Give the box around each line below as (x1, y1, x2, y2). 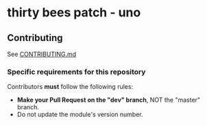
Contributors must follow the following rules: (7, 83, 134, 91)
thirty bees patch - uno (7, 5, 141, 20)
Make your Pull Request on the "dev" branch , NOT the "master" (16, 96, 201, 104)
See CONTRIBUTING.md (7, 50, 77, 58)
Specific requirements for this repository (7, 67, 146, 77)
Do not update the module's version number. (16, 111, 143, 119)
